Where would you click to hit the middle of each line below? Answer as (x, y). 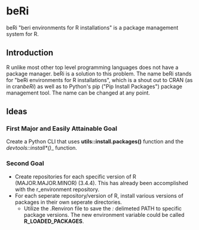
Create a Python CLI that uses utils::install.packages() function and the (95, 141)
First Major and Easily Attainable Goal (62, 129)
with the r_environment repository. (57, 189)
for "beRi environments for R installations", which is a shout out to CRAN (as (99, 80)
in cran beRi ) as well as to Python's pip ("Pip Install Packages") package (94, 86)
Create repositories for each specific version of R (75, 176)
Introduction (30, 53)
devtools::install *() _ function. (42, 148)
